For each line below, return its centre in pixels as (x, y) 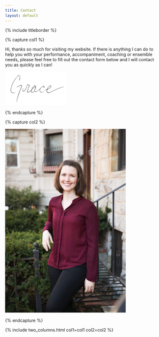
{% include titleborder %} (31, 30)
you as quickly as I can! (29, 65)
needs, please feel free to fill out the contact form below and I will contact (80, 59)
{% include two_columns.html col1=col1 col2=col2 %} (59, 330)
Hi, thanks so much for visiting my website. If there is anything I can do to (79, 49)
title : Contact (21, 10)
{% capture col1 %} (25, 40)
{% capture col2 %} (25, 122)
